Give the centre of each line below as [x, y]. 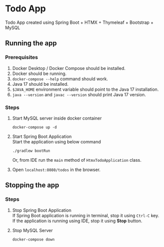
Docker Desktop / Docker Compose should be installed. [69, 68]
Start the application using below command [57, 141]
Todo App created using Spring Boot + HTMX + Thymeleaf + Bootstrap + [80, 22]
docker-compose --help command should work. [60, 79]
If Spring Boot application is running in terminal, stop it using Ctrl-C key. [86, 215]
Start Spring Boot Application [42, 136]
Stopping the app [32, 185]
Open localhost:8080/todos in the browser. [56, 170]
